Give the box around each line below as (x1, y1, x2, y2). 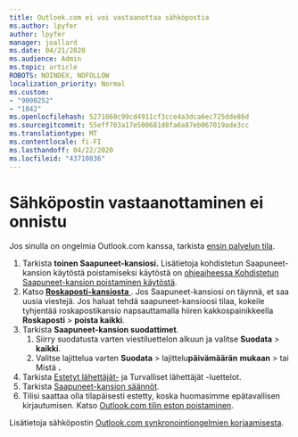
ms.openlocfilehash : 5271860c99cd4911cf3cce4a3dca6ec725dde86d (9, 112, 250, 121)
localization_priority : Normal (9, 79, 126, 88)
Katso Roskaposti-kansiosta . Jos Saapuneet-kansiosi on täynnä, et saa (21, 286, 290, 297)
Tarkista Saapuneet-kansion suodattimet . (21, 325, 179, 335)
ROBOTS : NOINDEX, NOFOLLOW (9, 71, 110, 80)
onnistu (9, 211, 67, 232)
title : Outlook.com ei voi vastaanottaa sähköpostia (9, 12, 210, 22)
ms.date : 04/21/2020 (9, 46, 87, 55)
